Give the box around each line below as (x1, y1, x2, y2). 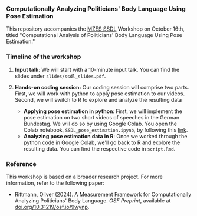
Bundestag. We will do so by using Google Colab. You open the (23, 120, 177, 127)
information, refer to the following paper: (6, 179, 105, 187)
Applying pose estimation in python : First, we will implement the (23, 108, 183, 115)
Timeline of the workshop (6, 52, 81, 61)
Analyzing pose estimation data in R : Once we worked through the (23, 132, 188, 139)
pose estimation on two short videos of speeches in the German (23, 114, 180, 121)
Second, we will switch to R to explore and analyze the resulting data (14, 96, 182, 103)
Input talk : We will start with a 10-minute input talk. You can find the (14, 66, 180, 73)
